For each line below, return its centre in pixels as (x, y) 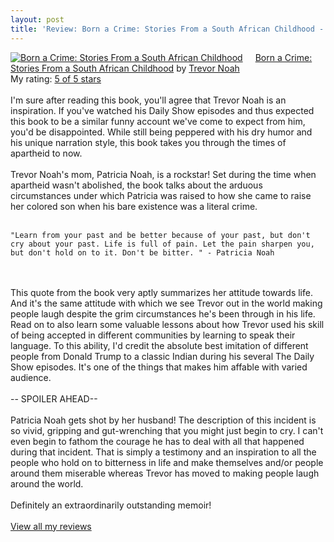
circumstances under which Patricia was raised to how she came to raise (161, 195)
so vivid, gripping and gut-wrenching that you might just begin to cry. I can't (167, 430)
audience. (31, 377)
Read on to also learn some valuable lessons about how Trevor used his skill (167, 324)
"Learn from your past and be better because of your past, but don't (160, 235)
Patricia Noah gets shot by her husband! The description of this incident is (163, 420)
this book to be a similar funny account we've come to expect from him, (158, 121)
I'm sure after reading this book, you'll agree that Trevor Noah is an (148, 100)
